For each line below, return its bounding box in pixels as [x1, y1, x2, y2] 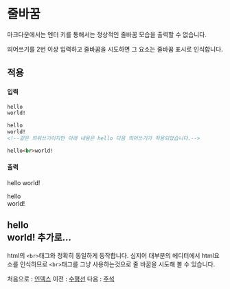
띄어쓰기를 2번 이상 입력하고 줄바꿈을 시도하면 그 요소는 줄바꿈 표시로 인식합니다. [7, 45, 223, 53]
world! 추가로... [7, 232, 72, 244]
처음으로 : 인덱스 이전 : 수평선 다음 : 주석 [7, 275, 115, 283]
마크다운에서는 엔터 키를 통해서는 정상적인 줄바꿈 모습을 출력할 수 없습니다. [7, 30, 207, 39]
